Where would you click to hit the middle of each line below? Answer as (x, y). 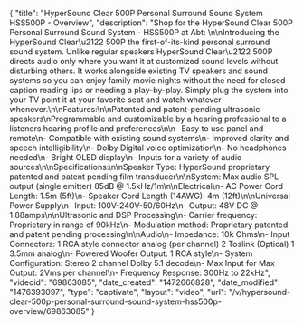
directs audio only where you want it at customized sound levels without (144, 61)
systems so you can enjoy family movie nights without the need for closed (147, 80)
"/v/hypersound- (260, 292)
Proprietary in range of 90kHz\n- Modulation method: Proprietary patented (149, 225)
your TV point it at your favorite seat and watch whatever (115, 100)
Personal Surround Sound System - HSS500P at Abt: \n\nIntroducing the (145, 32)
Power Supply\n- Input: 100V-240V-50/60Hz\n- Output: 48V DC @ (134, 206)
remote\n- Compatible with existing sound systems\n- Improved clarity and (149, 138)
